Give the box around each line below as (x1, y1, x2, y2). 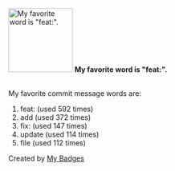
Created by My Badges (8, 153, 84, 163)
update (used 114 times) (19, 129, 100, 139)
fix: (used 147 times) (19, 121, 87, 130)
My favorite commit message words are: (8, 89, 142, 98)
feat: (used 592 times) (19, 104, 94, 113)
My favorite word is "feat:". (74, 65, 168, 74)
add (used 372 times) (19, 113, 92, 122)
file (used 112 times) (19, 138, 87, 147)
